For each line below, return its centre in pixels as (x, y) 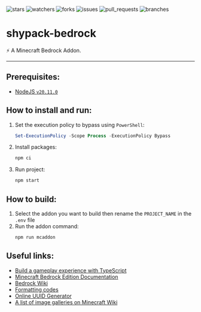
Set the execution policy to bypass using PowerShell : (80, 125)
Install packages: (36, 147)
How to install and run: (49, 110)
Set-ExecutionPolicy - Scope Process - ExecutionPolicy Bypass (93, 136)
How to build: (31, 199)
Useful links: (30, 256)
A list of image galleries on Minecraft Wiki (66, 302)
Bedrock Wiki (31, 283)
